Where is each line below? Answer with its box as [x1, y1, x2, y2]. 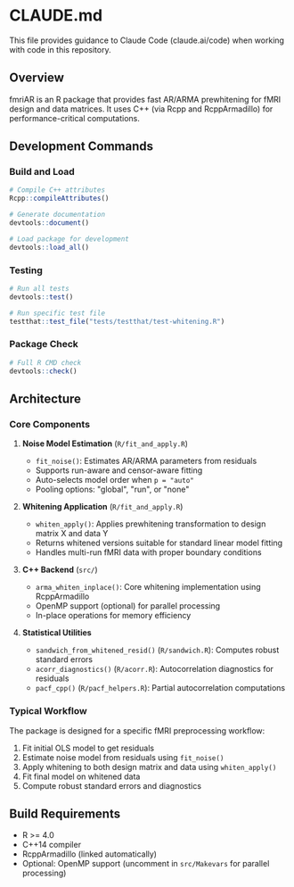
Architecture [9, 391, 82, 406]
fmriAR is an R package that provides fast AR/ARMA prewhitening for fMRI [9, 94, 282, 104]
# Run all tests [9, 284, 69, 293]
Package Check [9, 338, 78, 351]
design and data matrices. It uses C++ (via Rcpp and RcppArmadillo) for [9, 104, 274, 114]
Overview [9, 70, 65, 86]
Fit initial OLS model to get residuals [21, 742, 154, 753]
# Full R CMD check [9, 358, 82, 367]
